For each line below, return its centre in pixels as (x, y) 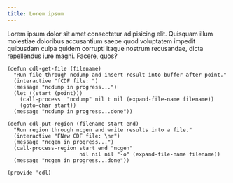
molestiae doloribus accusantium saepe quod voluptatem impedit (101, 41)
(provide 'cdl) (29, 173)
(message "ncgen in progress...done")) (72, 160)
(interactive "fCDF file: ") (56, 81)
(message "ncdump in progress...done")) (73, 111)
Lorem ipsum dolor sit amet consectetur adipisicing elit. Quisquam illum (110, 34)
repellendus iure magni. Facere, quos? (62, 56)
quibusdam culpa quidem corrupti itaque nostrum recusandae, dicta (105, 48)
